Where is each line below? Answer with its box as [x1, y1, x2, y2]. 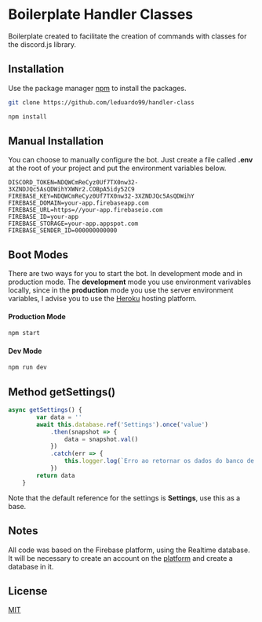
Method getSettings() [8, 385, 116, 398]
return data [36, 471, 76, 479]
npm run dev [8, 363, 47, 372]
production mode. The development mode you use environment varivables [8, 277, 252, 287]
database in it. [8, 562, 54, 571]
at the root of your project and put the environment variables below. [8, 163, 227, 173]
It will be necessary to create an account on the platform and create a [8, 553, 233, 562]
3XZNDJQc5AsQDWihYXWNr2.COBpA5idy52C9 [8, 186, 135, 194]
